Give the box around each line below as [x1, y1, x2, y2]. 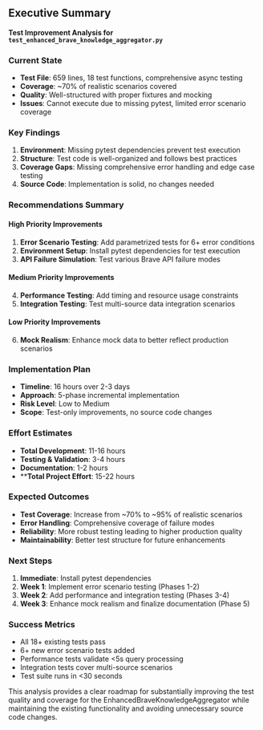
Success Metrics [8, 619, 76, 631]
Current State [8, 55, 63, 66]
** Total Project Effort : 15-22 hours [19, 471, 135, 481]
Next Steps [8, 555, 53, 566]
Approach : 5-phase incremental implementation [19, 391, 180, 400]
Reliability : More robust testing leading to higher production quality [19, 526, 243, 536]
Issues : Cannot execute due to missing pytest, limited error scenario [19, 99, 246, 108]
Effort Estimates [8, 428, 73, 439]
